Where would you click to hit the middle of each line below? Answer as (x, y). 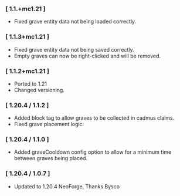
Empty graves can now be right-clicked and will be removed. (87, 56)
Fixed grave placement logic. (49, 124)
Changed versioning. (39, 90)
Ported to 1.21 (30, 83)
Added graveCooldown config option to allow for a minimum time (93, 152)
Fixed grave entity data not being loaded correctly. (75, 22)
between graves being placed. (51, 158)
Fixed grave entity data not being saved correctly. (74, 49)
